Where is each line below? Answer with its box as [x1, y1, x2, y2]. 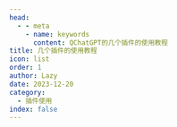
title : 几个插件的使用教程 [9, 47, 98, 55]
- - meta [17, 21, 50, 30]
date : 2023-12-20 [9, 80, 74, 89]
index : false [9, 105, 58, 114]
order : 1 [9, 63, 42, 72]
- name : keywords [25, 30, 90, 38]
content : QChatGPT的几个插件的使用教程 [32, 38, 168, 47]
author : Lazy [9, 72, 58, 80]
